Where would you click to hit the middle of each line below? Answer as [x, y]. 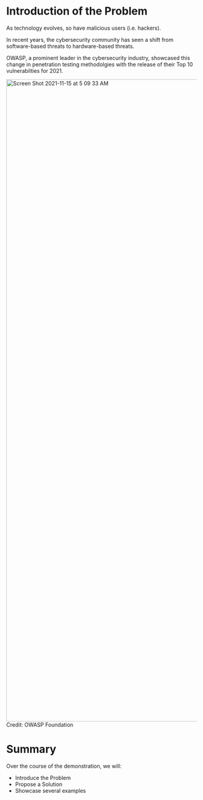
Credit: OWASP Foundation [40, 724]
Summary [31, 749]
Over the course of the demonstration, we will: [64, 766]
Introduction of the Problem [77, 11]
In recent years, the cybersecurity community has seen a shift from [90, 39]
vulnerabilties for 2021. [35, 70]
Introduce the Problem [43, 778]
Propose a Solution [39, 784]
